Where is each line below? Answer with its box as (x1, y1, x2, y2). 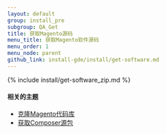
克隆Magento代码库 (17, 109, 76, 118)
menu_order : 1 (7, 43, 49, 50)
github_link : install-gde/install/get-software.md (7, 56, 160, 63)
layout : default (7, 10, 55, 18)
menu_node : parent (7, 50, 61, 57)
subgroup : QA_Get (7, 23, 59, 30)
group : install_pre (7, 17, 65, 24)
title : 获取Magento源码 (7, 30, 73, 37)
